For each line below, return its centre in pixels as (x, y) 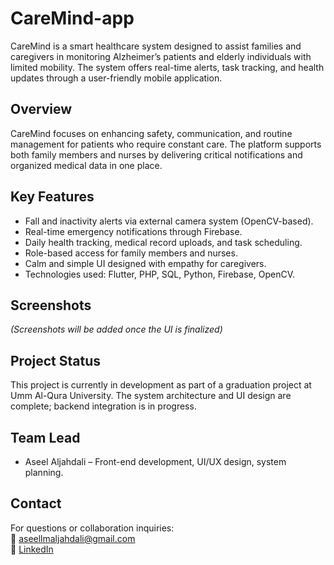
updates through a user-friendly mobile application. (116, 78)
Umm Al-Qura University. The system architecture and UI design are (151, 396)
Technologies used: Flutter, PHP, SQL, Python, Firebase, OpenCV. (159, 274)
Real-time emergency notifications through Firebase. (133, 231)
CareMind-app (72, 18)
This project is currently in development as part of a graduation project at (161, 385)
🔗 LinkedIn (32, 549)
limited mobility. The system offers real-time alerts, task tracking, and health (167, 67)
